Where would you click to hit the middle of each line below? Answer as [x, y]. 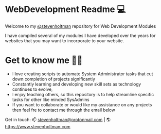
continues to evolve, [32, 89]
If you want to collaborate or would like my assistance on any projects [82, 104]
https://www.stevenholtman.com [38, 126]
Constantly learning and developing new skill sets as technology [76, 84]
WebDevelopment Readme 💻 [65, 9]
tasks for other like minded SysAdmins [51, 100]
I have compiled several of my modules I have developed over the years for [80, 35]
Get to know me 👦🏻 [44, 60]
